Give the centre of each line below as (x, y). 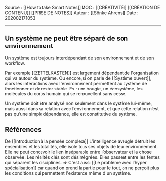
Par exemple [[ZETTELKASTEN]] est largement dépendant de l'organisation (82, 73)
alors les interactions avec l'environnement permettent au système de (76, 83)
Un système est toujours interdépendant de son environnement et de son (80, 58)
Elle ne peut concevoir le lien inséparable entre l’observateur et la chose (79, 152)
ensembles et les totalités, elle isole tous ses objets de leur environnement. (82, 146)
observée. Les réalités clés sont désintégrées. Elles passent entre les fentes (82, 157)
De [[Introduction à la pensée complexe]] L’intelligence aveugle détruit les (80, 141)
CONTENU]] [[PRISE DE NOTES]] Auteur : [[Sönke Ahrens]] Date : (72, 13)
